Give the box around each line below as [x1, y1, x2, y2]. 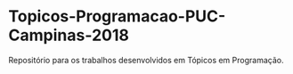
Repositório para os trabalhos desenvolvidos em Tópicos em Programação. [8, 54, 284, 65]
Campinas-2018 [8, 25, 130, 45]
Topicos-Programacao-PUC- [8, 6, 226, 27]
